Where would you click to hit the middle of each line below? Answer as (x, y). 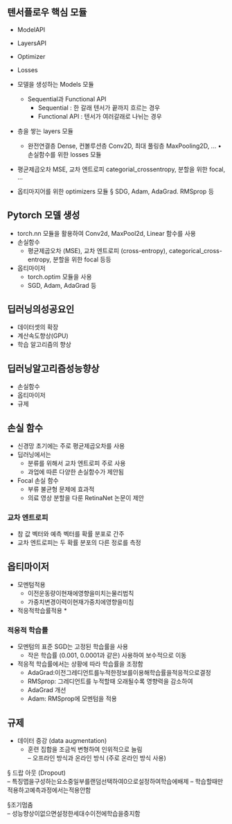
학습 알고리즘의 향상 (44, 345)
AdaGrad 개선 (47, 690)
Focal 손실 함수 (38, 481)
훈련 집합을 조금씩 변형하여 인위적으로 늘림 (85, 749)
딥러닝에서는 (34, 455)
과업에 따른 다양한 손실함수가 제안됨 (76, 472)
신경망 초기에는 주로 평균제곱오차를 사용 (71, 446)
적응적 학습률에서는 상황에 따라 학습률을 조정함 (80, 664)
